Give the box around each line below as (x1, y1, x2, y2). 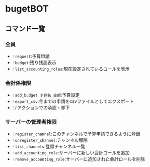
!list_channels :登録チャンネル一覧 (12, 143, 86, 149)
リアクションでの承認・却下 (12, 104, 70, 111)
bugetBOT (5, 3, 49, 15)
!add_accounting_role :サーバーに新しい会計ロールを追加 (12, 150, 130, 156)
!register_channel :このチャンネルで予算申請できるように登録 (12, 131, 140, 137)
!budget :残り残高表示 (12, 59, 56, 66)
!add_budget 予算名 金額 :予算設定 (12, 92, 80, 98)
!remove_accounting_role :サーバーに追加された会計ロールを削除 (12, 156, 145, 162)
